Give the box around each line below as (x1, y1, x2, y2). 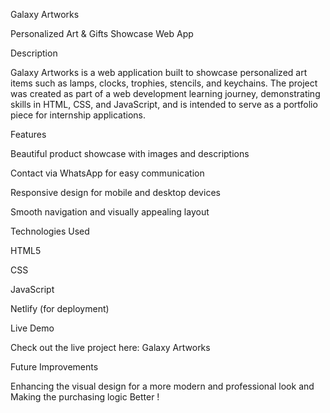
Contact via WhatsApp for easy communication (10, 167, 205, 179)
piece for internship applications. (10, 109, 147, 121)
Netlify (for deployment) (10, 303, 110, 314)
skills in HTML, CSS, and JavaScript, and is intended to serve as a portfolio (10, 99, 318, 110)
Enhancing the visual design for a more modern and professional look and (10, 380, 315, 392)
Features (10, 129, 47, 140)
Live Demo (10, 322, 55, 334)
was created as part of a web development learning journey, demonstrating (10, 88, 321, 99)
